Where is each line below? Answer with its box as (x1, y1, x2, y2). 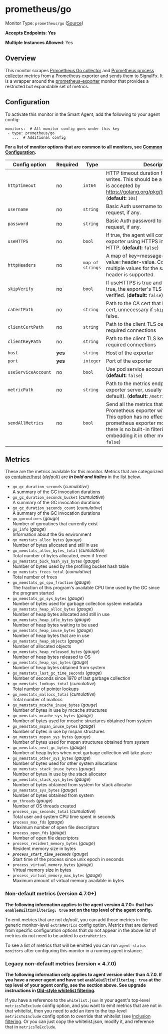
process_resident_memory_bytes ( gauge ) (12, 841, 95, 847)
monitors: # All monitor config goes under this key (5, 126, 120, 131)
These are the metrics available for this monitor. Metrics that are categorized (5, 469, 163, 475)
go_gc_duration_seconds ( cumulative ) (12, 484, 89, 490)
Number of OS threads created (12, 803, 76, 809)
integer (83, 358, 101, 364)
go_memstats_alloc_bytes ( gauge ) (12, 537, 82, 543)
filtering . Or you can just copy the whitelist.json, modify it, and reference (5, 1018, 154, 1024)
